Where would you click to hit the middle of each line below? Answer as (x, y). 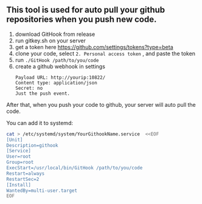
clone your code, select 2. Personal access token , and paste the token (105, 53)
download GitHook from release (55, 34)
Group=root (20, 162)
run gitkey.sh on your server (50, 40)
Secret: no (29, 88)
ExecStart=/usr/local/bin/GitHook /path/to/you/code (75, 168)
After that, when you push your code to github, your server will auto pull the (101, 104)
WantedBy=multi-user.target (42, 191)
